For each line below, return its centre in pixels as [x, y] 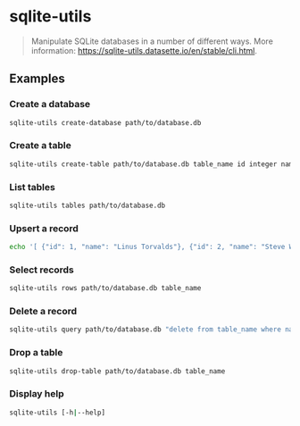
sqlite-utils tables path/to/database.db [87, 205]
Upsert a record [44, 228]
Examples [37, 79]
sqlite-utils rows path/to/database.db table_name [105, 288]
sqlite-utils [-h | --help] [57, 413]
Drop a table [36, 353]
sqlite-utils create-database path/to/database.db [105, 122]
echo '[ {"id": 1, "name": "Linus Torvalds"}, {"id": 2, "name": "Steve [147, 247]
